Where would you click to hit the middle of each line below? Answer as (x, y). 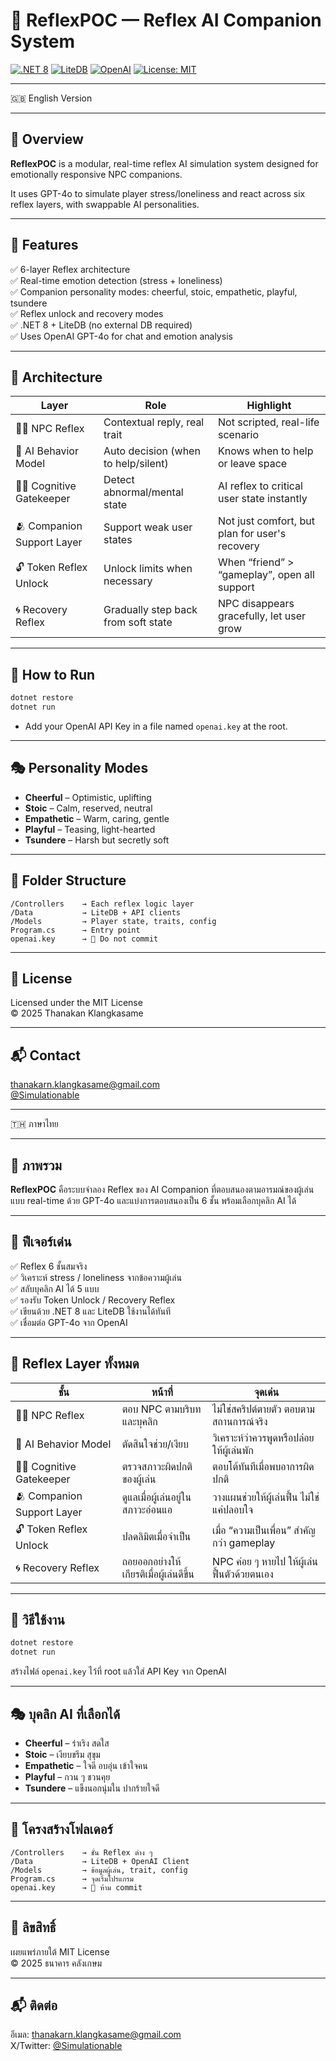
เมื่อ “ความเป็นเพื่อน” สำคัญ (264, 1531)
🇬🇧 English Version (51, 98)
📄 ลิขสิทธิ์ (33, 1927)
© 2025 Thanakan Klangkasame (77, 1013)
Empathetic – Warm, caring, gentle (97, 818)
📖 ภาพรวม (36, 1165)
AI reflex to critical (260, 486)
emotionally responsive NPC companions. (96, 174)
